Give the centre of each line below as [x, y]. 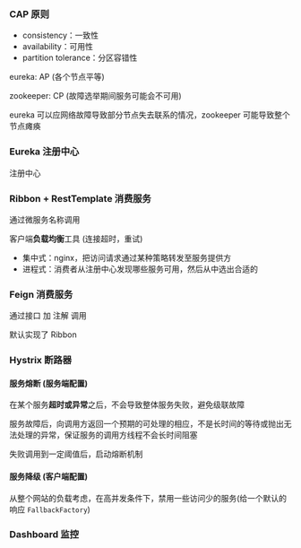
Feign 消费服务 [41, 294]
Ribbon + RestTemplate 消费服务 [81, 198]
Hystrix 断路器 [41, 361]
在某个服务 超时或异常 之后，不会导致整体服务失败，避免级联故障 [127, 404]
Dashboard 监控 [44, 535]
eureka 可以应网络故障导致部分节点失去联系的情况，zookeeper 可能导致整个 [150, 115]
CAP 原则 [30, 13]
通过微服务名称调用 [45, 219]
